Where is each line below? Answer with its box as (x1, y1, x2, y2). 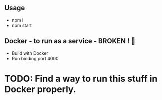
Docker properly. (4, 83, 76, 95)
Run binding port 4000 (11, 55, 59, 61)
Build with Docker (11, 50, 48, 56)
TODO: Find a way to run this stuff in (4, 73, 158, 84)
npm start (11, 22, 32, 28)
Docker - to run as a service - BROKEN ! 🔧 (4, 37, 136, 45)
